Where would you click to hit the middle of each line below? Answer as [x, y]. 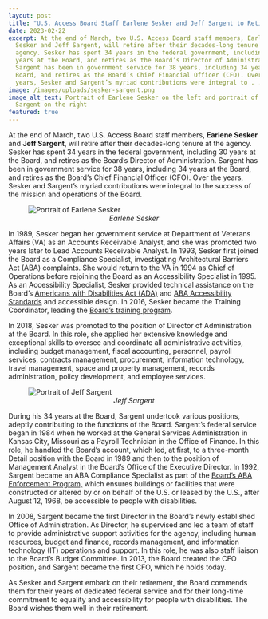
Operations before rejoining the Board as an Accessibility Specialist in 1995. [132, 276]
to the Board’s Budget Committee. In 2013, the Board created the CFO [122, 559]
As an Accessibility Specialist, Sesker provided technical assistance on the [131, 285]
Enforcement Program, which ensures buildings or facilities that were [122, 484]
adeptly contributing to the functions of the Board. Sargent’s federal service [132, 425]
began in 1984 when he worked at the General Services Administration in [128, 433]
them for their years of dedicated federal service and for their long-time [126, 591]
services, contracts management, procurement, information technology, [126, 359]
